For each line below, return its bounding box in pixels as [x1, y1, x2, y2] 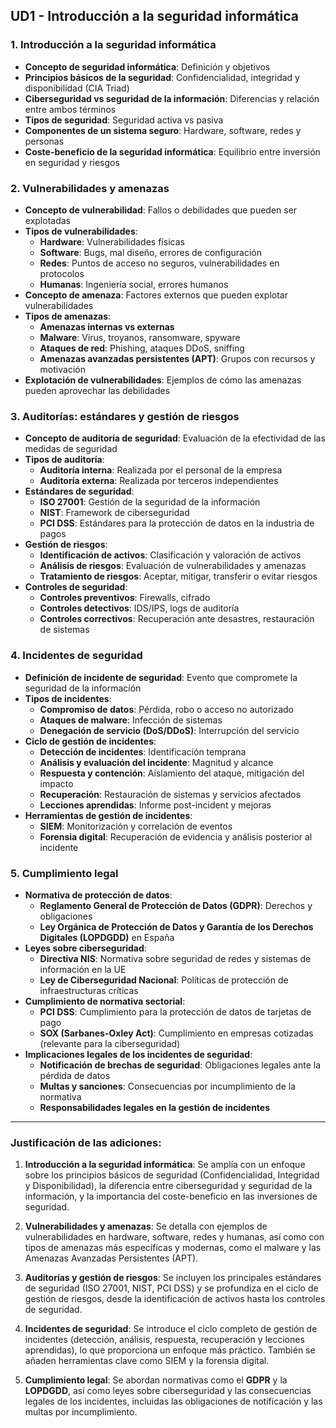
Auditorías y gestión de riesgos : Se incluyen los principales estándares [24, 1272, 322, 1284]
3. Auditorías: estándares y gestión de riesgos [10, 409, 240, 423]
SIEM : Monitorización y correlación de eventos [39, 820, 233, 832]
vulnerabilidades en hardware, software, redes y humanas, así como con [24, 1231, 325, 1243]
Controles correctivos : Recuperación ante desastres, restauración [39, 613, 315, 625]
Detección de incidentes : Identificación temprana [39, 745, 247, 758]
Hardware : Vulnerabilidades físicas [39, 235, 185, 248]
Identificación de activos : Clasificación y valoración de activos [39, 549, 302, 561]
